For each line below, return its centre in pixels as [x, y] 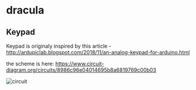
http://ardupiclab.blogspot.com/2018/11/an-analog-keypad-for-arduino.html [98, 52]
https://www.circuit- [80, 64]
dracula [25, 10]
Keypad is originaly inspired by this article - [59, 46]
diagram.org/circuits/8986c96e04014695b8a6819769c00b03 [81, 70]
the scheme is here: [30, 64]
